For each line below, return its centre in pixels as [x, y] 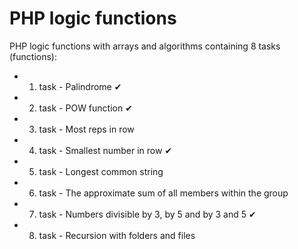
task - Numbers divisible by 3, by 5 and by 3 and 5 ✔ [147, 214]
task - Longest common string [101, 171]
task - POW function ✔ [85, 108]
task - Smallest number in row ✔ [105, 150]
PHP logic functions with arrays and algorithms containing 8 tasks [145, 46]
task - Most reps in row [86, 129]
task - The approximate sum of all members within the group [163, 193]
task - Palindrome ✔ [80, 86]
